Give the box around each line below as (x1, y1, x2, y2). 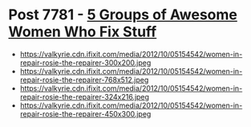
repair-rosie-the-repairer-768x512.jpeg (19, 75, 149, 84)
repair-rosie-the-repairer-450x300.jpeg (19, 109, 152, 118)
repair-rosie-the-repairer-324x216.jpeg (19, 92, 150, 101)
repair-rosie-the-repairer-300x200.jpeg (19, 58, 152, 68)
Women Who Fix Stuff (8, 23, 157, 41)
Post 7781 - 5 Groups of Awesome (8, 6, 238, 24)
